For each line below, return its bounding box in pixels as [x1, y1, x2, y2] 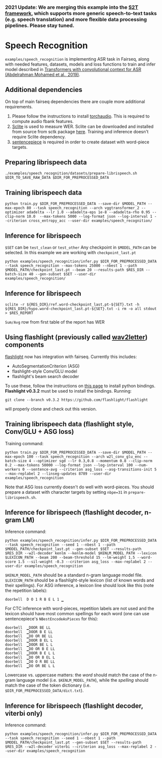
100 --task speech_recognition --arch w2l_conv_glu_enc [26, 454, 142, 459]
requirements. [5, 103, 33, 109]
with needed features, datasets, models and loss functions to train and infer [5, 61, 156, 67]
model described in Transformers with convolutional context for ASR [5, 66, 142, 72]
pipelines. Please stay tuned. [5, 22, 74, 29]
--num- [134, 463, 148, 467]
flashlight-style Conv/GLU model [12, 368, 77, 374]
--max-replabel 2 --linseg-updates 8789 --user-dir [5, 471, 111, 476]
